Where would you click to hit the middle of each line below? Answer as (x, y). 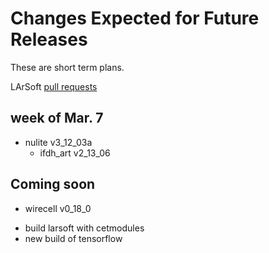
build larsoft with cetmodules (84, 228)
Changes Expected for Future (135, 18)
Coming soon (53, 184)
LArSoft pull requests (54, 86)
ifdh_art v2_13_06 (75, 153)
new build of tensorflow (73, 238)
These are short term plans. (67, 67)
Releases (49, 39)
